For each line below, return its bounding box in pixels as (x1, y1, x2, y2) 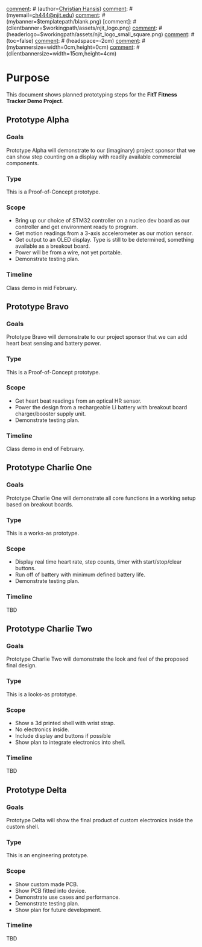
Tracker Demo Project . (6, 97, 64, 104)
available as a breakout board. (14, 242, 90, 250)
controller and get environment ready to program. (14, 223, 139, 231)
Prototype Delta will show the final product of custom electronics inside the (6, 816, 194, 823)
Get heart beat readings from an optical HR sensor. (14, 397, 142, 404)
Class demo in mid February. (6, 284, 77, 291)
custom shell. (6, 823, 40, 830)
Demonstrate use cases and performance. (14, 893, 121, 901)
